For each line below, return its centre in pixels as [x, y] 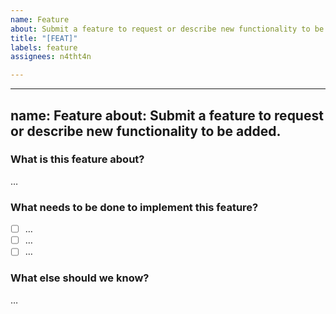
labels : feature [44, 47]
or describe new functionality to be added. [146, 131]
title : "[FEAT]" [44, 38]
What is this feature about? [77, 159]
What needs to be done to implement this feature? [134, 207]
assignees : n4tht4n [51, 57]
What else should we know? [80, 278]
